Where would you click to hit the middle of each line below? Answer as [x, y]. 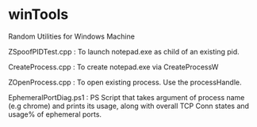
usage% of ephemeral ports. [55, 114]
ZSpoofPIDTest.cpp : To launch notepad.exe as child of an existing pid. [124, 51]
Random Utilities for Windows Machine [71, 36]
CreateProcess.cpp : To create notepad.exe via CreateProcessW [113, 67]
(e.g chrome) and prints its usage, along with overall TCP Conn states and [129, 106]
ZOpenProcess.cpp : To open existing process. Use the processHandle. [125, 82]
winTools [38, 15]
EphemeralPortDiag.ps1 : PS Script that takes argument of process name [127, 97]
